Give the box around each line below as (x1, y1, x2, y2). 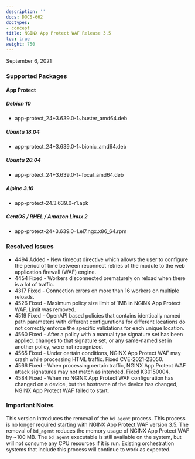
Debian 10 (6, 100, 31, 107)
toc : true (6, 36, 30, 42)
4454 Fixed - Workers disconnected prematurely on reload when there (14, 274, 186, 282)
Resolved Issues (6, 242, 54, 251)
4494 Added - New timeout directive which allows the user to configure (14, 256, 189, 263)
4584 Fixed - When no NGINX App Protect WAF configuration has (14, 374, 174, 382)
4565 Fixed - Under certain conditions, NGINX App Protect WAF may (14, 349, 181, 356)
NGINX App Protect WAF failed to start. (14, 387, 110, 394)
